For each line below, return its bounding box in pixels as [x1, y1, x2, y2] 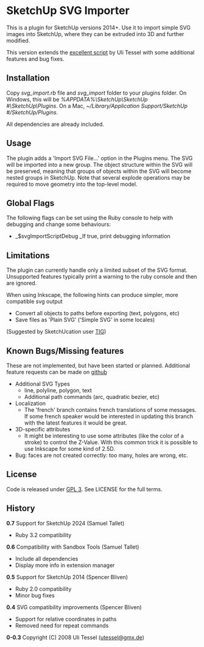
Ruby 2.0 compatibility [15, 585, 72, 593]
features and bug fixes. [6, 55, 65, 62]
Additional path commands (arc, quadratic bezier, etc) [24, 393, 160, 400]
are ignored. [6, 279, 37, 287]
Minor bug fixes [15, 591, 55, 599]
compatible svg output [6, 298, 63, 305]
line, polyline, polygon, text [24, 387, 93, 394]
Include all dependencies [15, 555, 79, 562]
